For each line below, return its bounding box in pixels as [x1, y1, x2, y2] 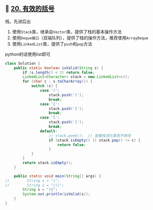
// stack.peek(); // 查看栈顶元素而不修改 [48, 133, 131, 138]
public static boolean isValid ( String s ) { [14, 65, 104, 70]
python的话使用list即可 [5, 51, 51, 57]
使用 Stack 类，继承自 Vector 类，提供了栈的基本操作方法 [12, 29, 122, 35]
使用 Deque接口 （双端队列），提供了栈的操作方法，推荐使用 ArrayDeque [12, 35, 149, 40]
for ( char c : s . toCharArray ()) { [22, 79, 93, 84]
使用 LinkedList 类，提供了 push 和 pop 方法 [12, 41, 93, 47]
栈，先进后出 [5, 18, 31, 24]
